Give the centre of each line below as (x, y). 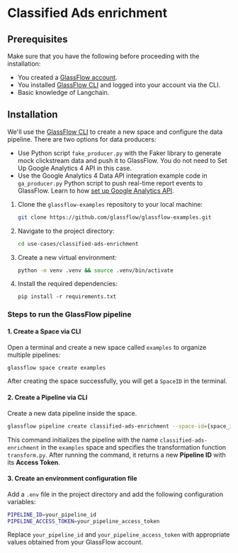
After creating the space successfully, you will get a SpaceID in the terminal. (118, 381)
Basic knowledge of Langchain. (63, 92)
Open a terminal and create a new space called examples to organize (107, 347)
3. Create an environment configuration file (72, 479)
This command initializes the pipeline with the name (83, 440)
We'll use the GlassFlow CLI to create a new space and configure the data (115, 132)
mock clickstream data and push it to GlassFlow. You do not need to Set (122, 160)
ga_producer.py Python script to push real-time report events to (110, 183)
